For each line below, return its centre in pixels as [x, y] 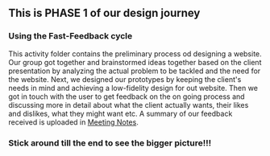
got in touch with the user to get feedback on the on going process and [127, 96]
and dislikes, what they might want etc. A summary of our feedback [120, 113]
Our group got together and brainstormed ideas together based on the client [135, 62]
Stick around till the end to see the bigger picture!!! [110, 142]
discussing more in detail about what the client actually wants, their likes [129, 105]
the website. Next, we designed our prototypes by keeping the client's [125, 79]
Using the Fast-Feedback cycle [71, 36]
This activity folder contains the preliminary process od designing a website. [135, 53]
